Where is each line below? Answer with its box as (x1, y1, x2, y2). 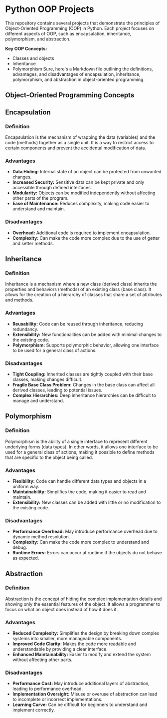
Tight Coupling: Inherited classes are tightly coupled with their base (12, 371, 153, 377)
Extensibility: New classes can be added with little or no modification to (12, 499, 161, 505)
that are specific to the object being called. (5, 454, 93, 460)
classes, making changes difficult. (12, 376, 83, 382)
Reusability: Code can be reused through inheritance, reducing (12, 321, 143, 327)
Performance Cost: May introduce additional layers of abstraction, (12, 681, 150, 687)
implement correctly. (12, 707, 55, 713)
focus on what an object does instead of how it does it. (5, 606, 118, 612)
